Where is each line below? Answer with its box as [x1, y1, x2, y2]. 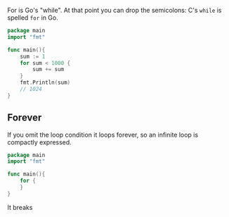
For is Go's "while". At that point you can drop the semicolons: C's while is [7, 6, 222, 14]
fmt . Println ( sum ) [20, 79, 71, 87]
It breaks [7, 203, 33, 211]
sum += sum [32, 66, 65, 73]
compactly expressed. [7, 137, 72, 147]
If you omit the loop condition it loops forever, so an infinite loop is [7, 130, 199, 139]
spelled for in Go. [7, 13, 58, 22]
